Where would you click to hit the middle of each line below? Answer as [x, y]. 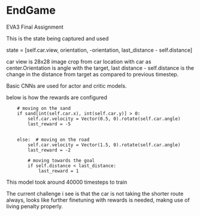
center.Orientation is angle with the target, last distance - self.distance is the [100, 68]
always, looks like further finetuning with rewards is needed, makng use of [98, 200]
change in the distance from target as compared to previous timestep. [93, 74]
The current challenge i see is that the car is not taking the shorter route [95, 193]
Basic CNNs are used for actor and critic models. [66, 86]
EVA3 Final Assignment [35, 27]
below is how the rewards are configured [57, 97]
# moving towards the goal [61, 161]
